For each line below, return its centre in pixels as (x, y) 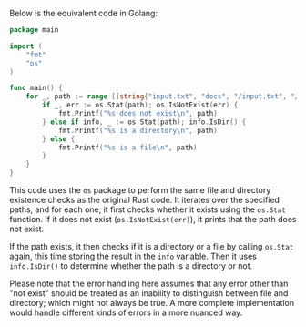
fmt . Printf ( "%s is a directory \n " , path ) (138, 130)
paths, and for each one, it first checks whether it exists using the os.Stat (148, 209)
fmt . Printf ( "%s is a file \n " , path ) (127, 148)
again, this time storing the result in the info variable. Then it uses (133, 256)
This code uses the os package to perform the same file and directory (140, 190)
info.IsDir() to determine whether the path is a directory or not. (131, 266)
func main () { (36, 88)
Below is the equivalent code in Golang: (83, 13)
